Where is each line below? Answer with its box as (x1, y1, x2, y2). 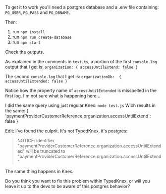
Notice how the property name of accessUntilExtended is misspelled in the (5, 88, 157, 94)
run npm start (12, 39, 41, 45)
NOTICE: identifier (17, 138, 55, 143)
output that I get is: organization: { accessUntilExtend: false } (5, 64, 138, 70)
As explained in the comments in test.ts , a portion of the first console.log (5, 59, 157, 64)
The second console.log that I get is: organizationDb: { (5, 74, 121, 79)
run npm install (12, 29, 46, 34)
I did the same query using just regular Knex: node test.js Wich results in (5, 102, 156, 108)
